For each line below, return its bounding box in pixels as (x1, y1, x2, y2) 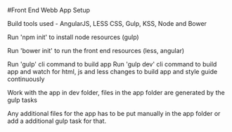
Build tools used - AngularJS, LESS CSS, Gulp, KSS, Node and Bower (7, 20, 207, 27)
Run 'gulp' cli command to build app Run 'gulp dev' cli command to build (7, 60, 217, 68)
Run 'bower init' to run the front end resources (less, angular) (7, 47, 185, 54)
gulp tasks (7, 96, 37, 104)
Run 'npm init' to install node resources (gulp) (7, 33, 139, 41)
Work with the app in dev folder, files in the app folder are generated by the (7, 89, 225, 96)
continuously (7, 75, 45, 83)
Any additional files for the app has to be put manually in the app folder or (7, 110, 221, 117)
